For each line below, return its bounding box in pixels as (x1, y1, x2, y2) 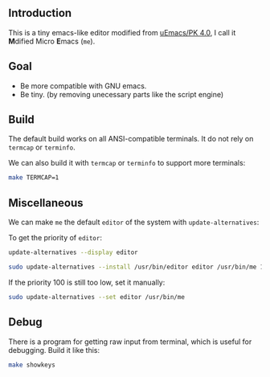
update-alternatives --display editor (8, 248, 138, 256)
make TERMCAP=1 (8, 174, 59, 182)
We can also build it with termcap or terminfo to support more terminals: (8, 158, 246, 168)
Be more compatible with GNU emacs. (19, 80, 147, 91)
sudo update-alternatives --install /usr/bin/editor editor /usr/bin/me (8, 263, 257, 271)
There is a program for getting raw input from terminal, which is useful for (8, 337, 252, 346)
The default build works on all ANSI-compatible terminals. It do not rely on (8, 134, 254, 144)
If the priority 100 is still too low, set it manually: (8, 277, 166, 287)
